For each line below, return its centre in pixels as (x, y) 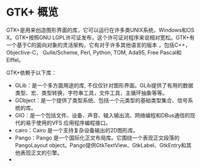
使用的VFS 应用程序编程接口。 (73, 123)
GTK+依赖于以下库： (31, 72)
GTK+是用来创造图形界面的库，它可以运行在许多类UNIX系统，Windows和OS (100, 30)
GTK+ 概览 (32, 12)
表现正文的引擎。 (41, 153)
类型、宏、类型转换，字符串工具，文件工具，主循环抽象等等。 (91, 93)
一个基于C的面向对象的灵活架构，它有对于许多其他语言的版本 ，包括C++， (98, 45)
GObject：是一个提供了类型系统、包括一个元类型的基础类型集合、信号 (101, 100)
